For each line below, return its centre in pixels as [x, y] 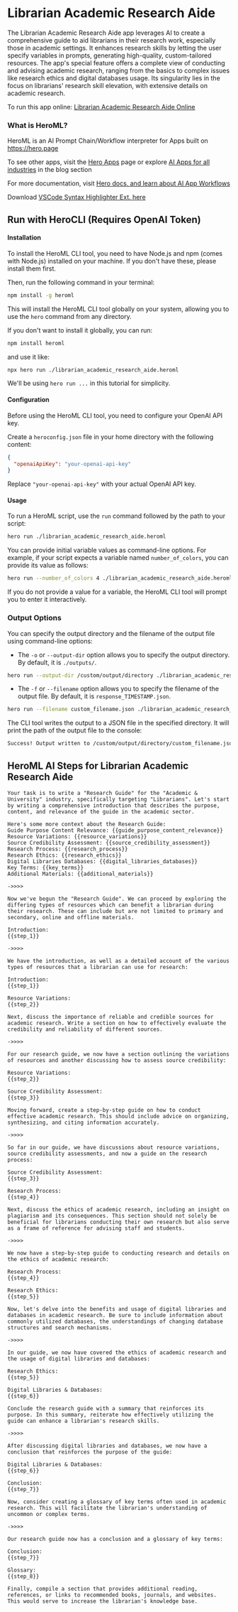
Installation [24, 238]
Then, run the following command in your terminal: [81, 282]
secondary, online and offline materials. [71, 917]
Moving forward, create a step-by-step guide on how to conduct [104, 1110]
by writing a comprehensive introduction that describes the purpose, [114, 805]
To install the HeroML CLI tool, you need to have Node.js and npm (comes [115, 253]
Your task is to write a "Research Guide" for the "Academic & [103, 793]
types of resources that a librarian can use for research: [98, 967]
